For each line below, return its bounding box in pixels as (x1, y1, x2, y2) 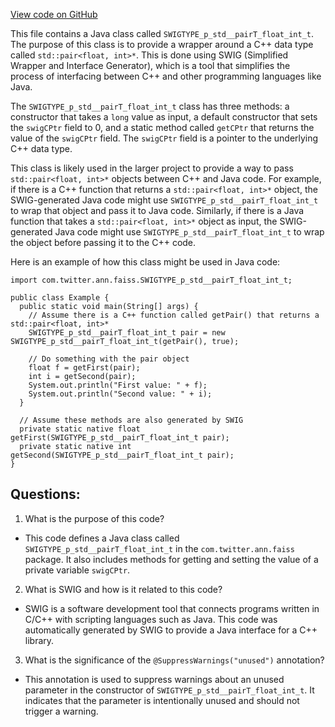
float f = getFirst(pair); (28, 363, 141, 373)
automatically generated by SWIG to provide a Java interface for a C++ (24, 624, 318, 636)
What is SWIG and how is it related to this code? (24, 583, 223, 595)
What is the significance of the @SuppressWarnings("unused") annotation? (24, 654, 325, 666)
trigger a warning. (24, 705, 99, 717)
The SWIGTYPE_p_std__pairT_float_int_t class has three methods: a (10, 100, 290, 112)
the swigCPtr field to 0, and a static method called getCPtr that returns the (10, 122, 315, 133)
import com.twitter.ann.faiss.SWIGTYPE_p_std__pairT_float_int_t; (10, 275, 293, 285)
